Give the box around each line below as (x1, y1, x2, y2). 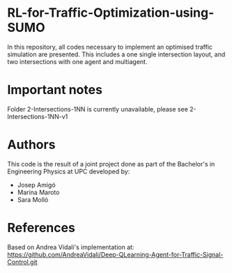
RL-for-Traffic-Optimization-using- (7, 5, 215, 21)
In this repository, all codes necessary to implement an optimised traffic (7, 42, 213, 51)
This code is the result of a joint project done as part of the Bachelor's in (7, 159, 215, 168)
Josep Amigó (17, 180, 56, 189)
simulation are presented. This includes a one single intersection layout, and (7, 50, 226, 58)
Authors (7, 137, 56, 153)
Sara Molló (17, 195, 49, 203)
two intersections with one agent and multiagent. (7, 57, 148, 65)
